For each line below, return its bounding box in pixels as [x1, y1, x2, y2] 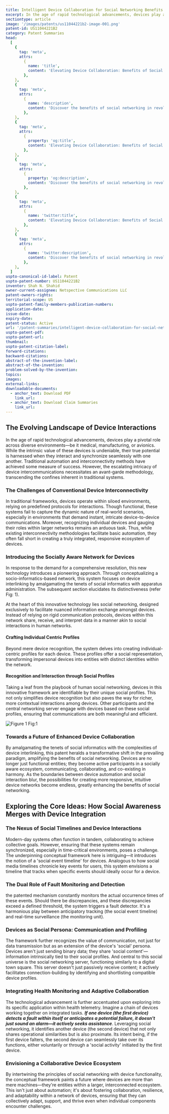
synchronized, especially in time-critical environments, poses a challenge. [6, 847, 159, 853]
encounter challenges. [6, 1103, 52, 1109]
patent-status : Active [6, 320, 53, 326]
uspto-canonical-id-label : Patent [6, 274, 78, 279]
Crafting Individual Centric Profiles [6, 634, 80, 640]
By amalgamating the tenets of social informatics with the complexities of [6, 745, 157, 751]
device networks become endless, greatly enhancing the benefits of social [6, 782, 160, 788]
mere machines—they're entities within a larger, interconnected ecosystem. [6, 1082, 162, 1088]
